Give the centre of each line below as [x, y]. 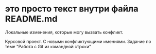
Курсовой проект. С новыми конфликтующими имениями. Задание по [78, 41]
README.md [31, 19]
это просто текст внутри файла [72, 9]
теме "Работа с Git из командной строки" [48, 46]
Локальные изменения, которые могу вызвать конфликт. [64, 32]
